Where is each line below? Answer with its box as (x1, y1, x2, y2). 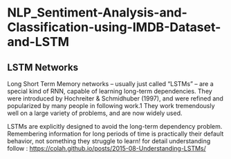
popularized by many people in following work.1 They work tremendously (7, 102, 216, 109)
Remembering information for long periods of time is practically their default (7, 129, 224, 138)
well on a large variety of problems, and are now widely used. (7, 109, 183, 117)
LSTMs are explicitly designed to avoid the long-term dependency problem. (7, 123, 223, 130)
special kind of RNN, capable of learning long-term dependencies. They (7, 87, 212, 95)
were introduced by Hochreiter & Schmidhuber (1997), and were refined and (7, 94, 223, 103)
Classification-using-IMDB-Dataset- (7, 19, 221, 35)
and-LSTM (7, 34, 70, 50)
